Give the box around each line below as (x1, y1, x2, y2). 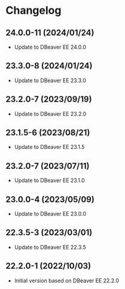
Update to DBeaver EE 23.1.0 (14, 177, 85, 184)
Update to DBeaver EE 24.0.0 (14, 43, 87, 50)
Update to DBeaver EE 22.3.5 (14, 243, 86, 251)
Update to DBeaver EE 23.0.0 (14, 210, 87, 218)
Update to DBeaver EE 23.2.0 (14, 110, 87, 117)
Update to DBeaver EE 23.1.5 (14, 144, 85, 151)
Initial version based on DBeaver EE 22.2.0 (14, 277, 120, 284)
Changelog (5, 4, 62, 17)
